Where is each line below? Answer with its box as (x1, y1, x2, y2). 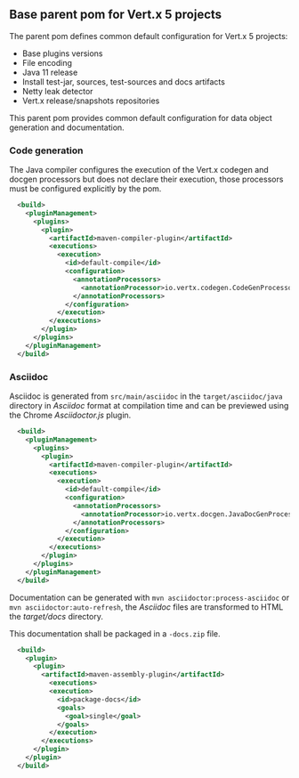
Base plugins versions (21, 48, 103, 59)
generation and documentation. (9, 122, 125, 133)
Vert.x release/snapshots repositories (21, 95, 160, 106)
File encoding (21, 57, 73, 68)
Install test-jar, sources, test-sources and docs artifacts (21, 76, 225, 87)
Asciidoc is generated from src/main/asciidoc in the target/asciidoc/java (9, 391, 283, 401)
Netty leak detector (21, 85, 93, 96)
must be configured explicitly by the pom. (9, 183, 162, 194)
